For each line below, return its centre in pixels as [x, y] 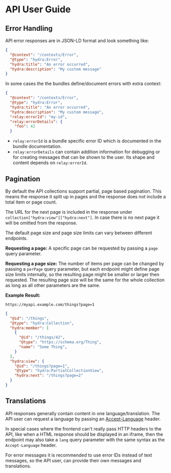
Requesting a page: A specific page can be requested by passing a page [82, 248]
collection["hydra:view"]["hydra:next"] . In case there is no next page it [82, 217]
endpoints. [17, 238]
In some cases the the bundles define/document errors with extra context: [83, 84]
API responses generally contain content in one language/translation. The [82, 413]
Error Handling [29, 28]
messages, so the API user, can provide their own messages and [73, 460]
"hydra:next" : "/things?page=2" [49, 376]
